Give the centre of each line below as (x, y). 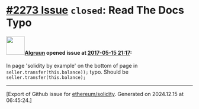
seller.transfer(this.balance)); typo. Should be (68, 72)
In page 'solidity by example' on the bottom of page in (72, 66)
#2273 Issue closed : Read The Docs (95, 10)
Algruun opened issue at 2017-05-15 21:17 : (78, 52)
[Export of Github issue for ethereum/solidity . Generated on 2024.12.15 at (95, 94)
